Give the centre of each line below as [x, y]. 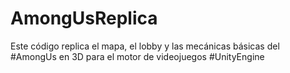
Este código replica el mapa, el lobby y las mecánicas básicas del [145, 46]
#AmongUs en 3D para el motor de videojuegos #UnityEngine [137, 56]
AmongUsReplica [84, 18]
